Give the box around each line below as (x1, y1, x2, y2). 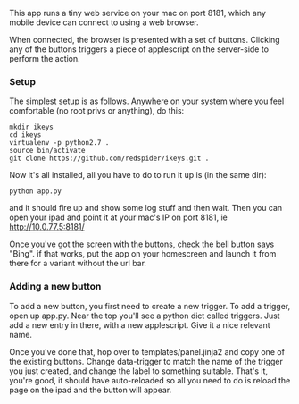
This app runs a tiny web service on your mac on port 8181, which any (9, 8, 266, 18)
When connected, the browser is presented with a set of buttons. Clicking (9, 35, 280, 45)
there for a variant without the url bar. (9, 258, 147, 269)
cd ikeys (9, 130, 42, 139)
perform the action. (9, 54, 80, 63)
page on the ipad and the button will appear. (9, 384, 172, 395)
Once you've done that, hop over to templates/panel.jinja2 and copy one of (9, 346, 286, 357)
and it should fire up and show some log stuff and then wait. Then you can (9, 203, 283, 214)
